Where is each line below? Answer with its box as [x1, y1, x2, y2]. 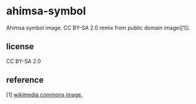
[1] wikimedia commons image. [6, 91, 83, 98]
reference [6, 75, 44, 85]
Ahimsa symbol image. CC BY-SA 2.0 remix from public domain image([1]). [6, 24, 191, 31]
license [6, 41, 34, 52]
